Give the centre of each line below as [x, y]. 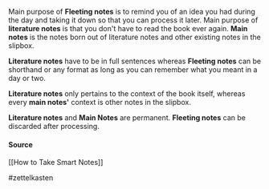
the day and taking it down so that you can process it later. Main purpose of [133, 20]
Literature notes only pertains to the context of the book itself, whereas [127, 94]
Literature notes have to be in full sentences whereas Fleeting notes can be [135, 61]
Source [21, 144]
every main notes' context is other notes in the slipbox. [100, 102]
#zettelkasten [31, 178]
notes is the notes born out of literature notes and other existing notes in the [134, 37]
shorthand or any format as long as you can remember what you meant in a [133, 70]
